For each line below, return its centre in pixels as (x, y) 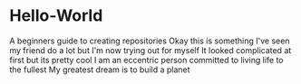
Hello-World (56, 16)
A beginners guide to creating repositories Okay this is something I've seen (150, 41)
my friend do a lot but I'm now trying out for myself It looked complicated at (150, 50)
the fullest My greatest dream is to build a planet (100, 70)
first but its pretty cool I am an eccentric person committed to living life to (146, 60)
